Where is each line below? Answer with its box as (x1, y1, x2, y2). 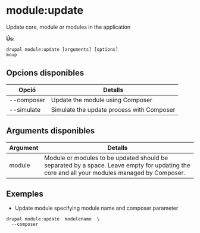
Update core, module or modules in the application (6, 23, 131, 30)
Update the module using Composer (51, 96, 153, 104)
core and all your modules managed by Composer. (44, 168, 186, 177)
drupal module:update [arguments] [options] (6, 46, 118, 53)
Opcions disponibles (6, 68, 85, 78)
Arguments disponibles (6, 126, 95, 136)
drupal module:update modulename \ (6, 216, 100, 222)
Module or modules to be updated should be (44, 154, 168, 162)
